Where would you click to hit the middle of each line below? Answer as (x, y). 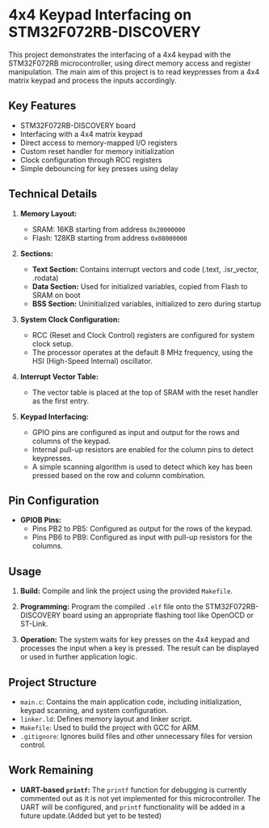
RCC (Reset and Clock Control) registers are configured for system (143, 335)
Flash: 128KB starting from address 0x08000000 (109, 237)
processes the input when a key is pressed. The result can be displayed (139, 648)
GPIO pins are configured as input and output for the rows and (136, 432)
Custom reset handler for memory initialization (97, 151)
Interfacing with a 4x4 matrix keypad (81, 134)
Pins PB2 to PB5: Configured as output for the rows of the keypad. (142, 529)
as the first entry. (61, 401)
